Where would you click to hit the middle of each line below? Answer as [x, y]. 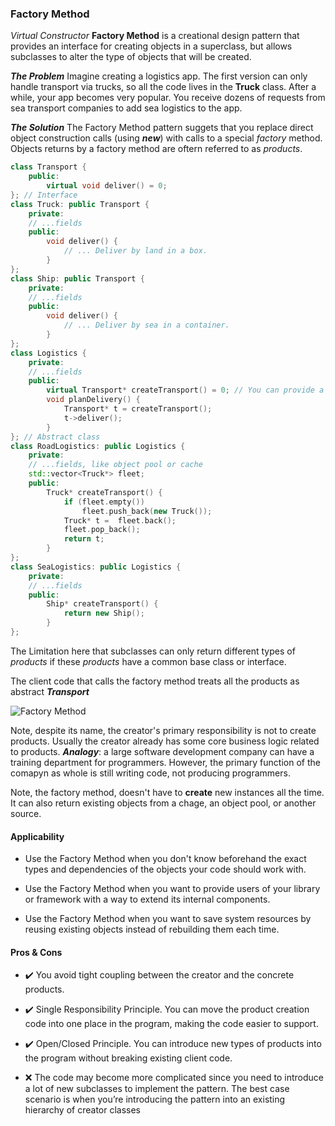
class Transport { [48, 167]
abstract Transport [50, 691]
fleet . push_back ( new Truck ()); [147, 511]
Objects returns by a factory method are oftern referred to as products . [156, 149]
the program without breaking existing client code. [128, 1058]
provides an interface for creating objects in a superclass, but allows [151, 46]
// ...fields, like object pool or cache [115, 465]
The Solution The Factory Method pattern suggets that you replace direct [162, 128]
